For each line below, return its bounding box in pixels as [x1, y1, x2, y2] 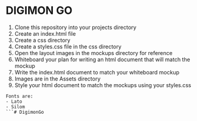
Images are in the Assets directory [14, 75, 101, 82]
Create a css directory [14, 36, 71, 44]
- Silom [5, 103, 26, 110]
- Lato [5, 98, 22, 105]
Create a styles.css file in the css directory [14, 43, 122, 50]
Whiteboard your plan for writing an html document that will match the [14, 56, 190, 63]
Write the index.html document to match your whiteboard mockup [14, 68, 180, 76]
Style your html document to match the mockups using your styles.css [14, 81, 192, 88]
